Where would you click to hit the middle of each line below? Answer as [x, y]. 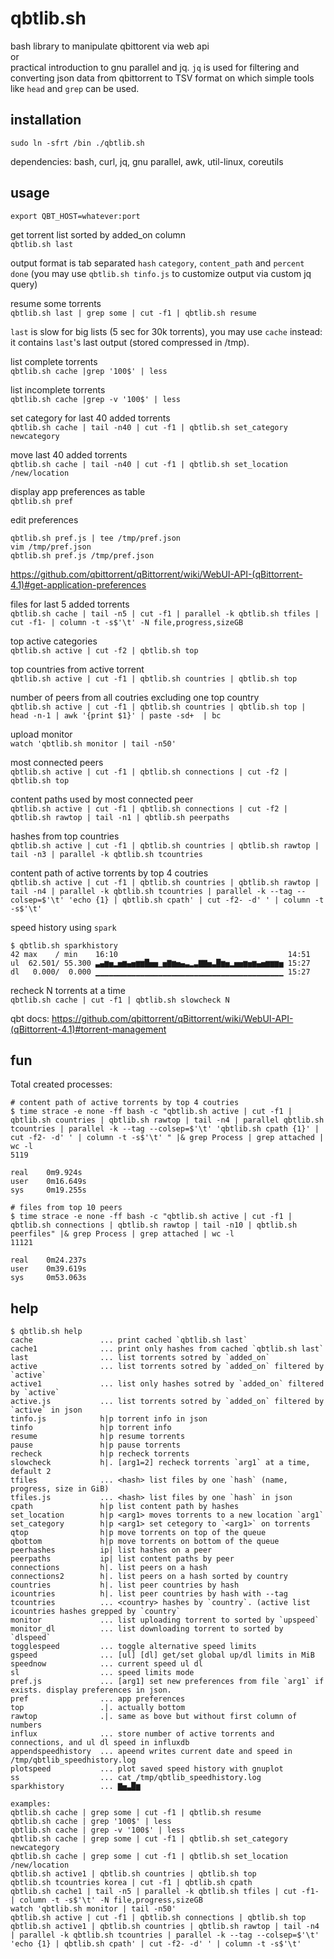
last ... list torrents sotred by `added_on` [140, 1358]
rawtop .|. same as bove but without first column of [154, 1717]
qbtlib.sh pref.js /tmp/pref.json [82, 555]
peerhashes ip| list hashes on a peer [111, 1550]
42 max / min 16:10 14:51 [160, 954]
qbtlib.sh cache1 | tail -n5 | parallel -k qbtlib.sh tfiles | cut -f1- [165, 1892]
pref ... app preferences [98, 1699]
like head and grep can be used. [75, 88]
